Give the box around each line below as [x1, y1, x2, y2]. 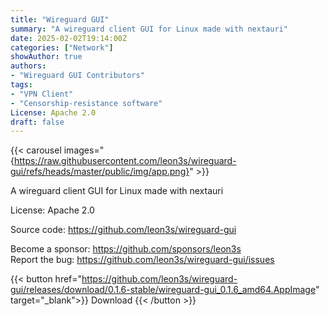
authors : [10, 61, 47, 71]
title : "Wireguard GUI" [10, 14, 110, 25]
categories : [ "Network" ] [10, 42, 114, 53]
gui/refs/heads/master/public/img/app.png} [10, 166, 190, 178]
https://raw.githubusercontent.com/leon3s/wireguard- [13, 155, 237, 167]
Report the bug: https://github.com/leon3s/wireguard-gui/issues [10, 254, 275, 266]
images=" [63, 144, 105, 156]
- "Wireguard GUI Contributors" [10, 71, 145, 81]
